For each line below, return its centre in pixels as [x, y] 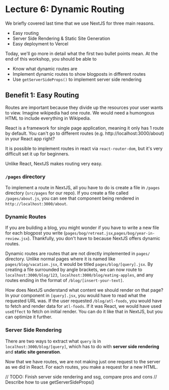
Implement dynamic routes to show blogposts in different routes [79, 74]
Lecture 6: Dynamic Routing [65, 9]
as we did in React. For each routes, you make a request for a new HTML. [81, 367]
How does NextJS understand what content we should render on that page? [84, 290]
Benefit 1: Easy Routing [42, 95]
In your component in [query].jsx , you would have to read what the [76, 296]
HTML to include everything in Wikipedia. [48, 118]
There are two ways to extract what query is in [53, 341]
